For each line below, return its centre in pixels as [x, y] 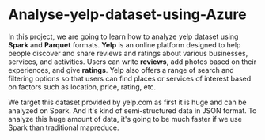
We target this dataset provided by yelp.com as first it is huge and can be [127, 102]
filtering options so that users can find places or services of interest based [130, 78]
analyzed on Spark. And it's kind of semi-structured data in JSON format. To [132, 110]
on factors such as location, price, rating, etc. [82, 87]
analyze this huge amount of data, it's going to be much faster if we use [125, 119]
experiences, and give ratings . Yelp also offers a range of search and [121, 70]
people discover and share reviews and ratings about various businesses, [128, 53]
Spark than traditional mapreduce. [64, 127]
